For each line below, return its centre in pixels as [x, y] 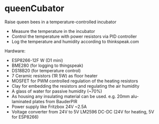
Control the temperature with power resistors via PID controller [74, 36]
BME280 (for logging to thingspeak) [47, 65]
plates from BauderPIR [55, 101]
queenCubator [34, 8]
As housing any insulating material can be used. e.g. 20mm [71, 96]
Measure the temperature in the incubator [53, 31]
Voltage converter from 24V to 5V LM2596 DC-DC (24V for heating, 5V [83, 111]
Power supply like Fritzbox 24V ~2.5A [49, 107]
